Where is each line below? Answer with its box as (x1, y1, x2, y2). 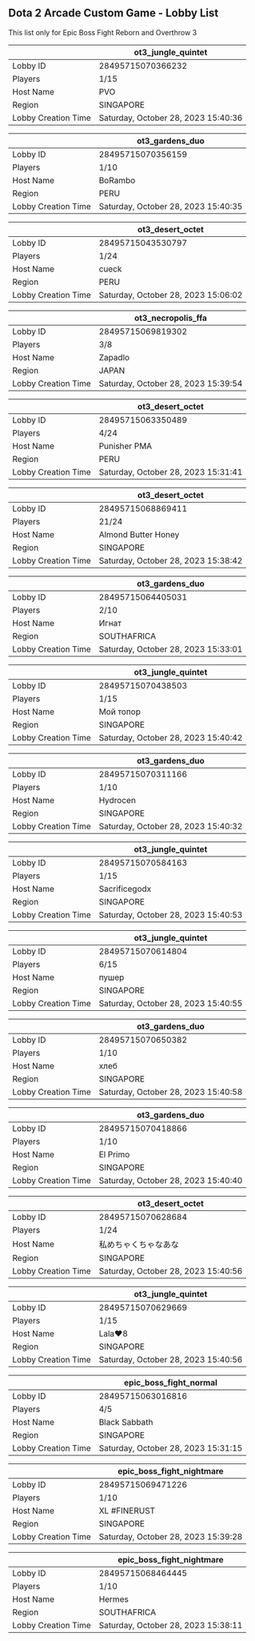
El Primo (98, 1149, 130, 1160)
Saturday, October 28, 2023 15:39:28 (98, 1531, 243, 1542)
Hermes (98, 1593, 129, 1604)
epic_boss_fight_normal (123, 1377, 218, 1388)
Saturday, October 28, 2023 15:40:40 (98, 1174, 243, 1186)
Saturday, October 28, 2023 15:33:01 (98, 644, 243, 655)
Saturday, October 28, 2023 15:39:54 (98, 378, 243, 389)
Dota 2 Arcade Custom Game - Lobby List (8, 6, 219, 20)
